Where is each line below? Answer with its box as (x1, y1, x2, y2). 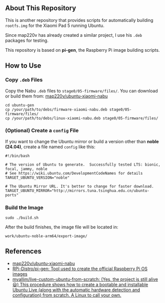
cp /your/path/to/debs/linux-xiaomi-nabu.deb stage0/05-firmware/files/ (5, 115, 159, 121)
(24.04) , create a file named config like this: (5, 144, 96, 150)
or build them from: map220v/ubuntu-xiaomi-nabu (5, 93, 108, 99)
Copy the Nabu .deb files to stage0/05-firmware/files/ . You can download (5, 88, 158, 94)
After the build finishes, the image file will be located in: (5, 224, 118, 230)
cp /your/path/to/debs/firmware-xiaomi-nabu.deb (5, 107, 108, 112)
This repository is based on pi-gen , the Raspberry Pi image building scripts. (5, 47, 160, 53)
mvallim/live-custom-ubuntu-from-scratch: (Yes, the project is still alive (12, 276, 159, 282)
